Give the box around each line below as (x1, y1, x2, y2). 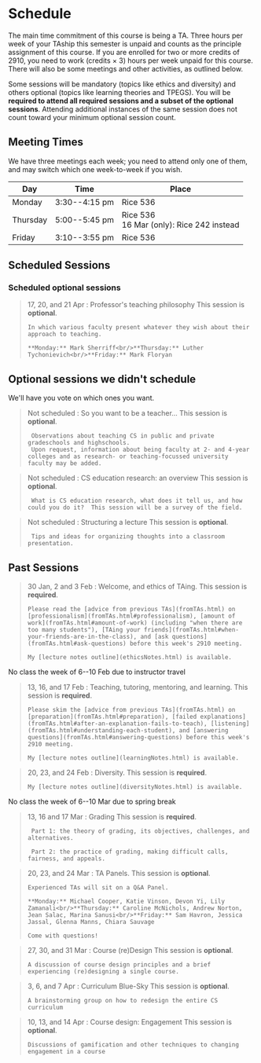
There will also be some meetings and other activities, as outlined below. (8, 64, 244, 73)
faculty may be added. (27, 460, 102, 467)
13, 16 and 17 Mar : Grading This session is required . (27, 812, 197, 822)
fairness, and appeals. (27, 855, 106, 863)
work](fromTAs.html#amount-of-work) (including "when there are (27, 619, 243, 627)
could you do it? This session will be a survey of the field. (27, 504, 243, 511)
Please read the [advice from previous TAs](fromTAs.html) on (27, 606, 236, 614)
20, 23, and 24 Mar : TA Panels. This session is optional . (27, 869, 211, 878)
